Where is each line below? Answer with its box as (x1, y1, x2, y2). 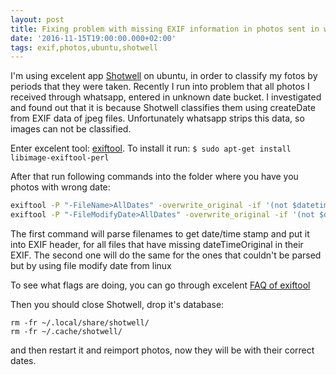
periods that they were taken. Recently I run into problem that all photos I (10, 81, 310, 93)
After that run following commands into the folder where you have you (10, 171, 299, 183)
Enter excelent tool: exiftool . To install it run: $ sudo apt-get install (10, 142, 292, 155)
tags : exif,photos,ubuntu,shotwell (10, 42, 159, 53)
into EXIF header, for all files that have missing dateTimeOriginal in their (10, 239, 304, 250)
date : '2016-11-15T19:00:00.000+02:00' (10, 33, 177, 43)
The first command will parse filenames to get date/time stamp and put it (10, 228, 310, 240)
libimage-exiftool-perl (10, 153, 110, 163)
